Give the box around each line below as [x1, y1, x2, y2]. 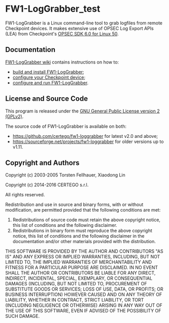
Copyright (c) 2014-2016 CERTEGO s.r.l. [5, 182, 89, 188]
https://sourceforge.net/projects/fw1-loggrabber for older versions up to [12, 138, 164, 144]
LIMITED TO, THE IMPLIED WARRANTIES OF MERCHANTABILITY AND [5, 259, 152, 265]
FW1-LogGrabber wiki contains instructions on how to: [5, 59, 119, 65]
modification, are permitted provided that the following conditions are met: [5, 207, 161, 213]
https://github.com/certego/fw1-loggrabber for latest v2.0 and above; [12, 133, 158, 139]
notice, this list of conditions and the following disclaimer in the [12, 233, 145, 239]
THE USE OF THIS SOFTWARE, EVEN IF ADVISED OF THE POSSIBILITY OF [5, 308, 161, 314]
